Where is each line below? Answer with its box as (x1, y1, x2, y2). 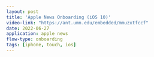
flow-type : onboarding (6, 36, 63, 42)
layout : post (6, 8, 39, 15)
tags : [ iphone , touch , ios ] (6, 42, 77, 48)
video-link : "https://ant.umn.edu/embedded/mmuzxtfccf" (6, 20, 149, 26)
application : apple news (6, 31, 68, 37)
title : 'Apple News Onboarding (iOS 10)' (6, 14, 111, 20)
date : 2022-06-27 (6, 25, 50, 31)
